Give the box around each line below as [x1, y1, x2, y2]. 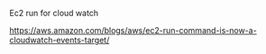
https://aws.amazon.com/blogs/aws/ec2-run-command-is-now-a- [9, 25, 257, 35]
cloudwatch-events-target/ [9, 35, 110, 45]
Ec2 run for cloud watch [9, 8, 99, 18]
